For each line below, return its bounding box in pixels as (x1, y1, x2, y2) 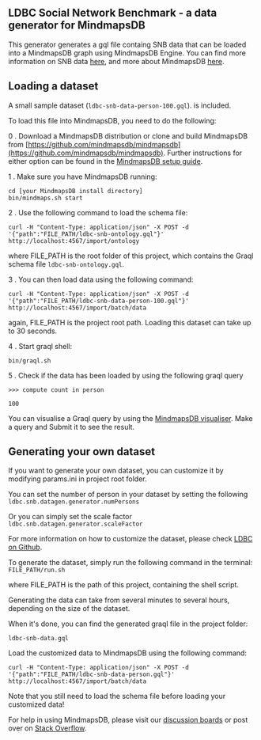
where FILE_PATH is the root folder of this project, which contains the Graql (8, 251, 254, 260)
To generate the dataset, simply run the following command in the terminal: (8, 558, 253, 567)
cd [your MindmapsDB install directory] (8, 187, 144, 195)
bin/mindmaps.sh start (8, 194, 83, 202)
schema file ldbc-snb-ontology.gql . (8, 259, 125, 268)
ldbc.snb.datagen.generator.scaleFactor (8, 520, 144, 529)
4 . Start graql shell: (8, 341, 73, 351)
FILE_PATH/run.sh (8, 566, 66, 575)
